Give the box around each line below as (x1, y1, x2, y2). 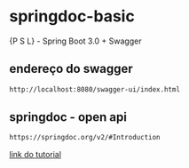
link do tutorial (9, 149, 62, 160)
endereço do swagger (9, 61, 133, 76)
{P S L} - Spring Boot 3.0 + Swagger (9, 36, 142, 46)
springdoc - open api (9, 109, 127, 125)
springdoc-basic (9, 6, 135, 27)
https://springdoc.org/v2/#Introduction (9, 133, 161, 142)
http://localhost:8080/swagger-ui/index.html (9, 84, 180, 94)
